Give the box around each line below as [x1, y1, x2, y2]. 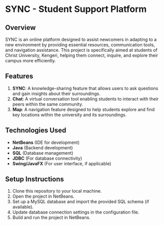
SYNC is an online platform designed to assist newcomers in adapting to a [5, 36, 157, 42]
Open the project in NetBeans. [12, 193, 75, 200]
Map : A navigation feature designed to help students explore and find [12, 106, 155, 112]
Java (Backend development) [12, 144, 73, 150]
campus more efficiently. [5, 58, 56, 63]
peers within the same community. [12, 101, 83, 107]
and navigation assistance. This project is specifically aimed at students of [5, 47, 158, 53]
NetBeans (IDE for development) [12, 139, 80, 145]
